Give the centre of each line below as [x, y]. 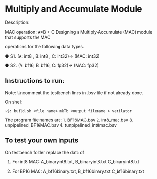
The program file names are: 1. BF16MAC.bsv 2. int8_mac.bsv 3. [69, 120]
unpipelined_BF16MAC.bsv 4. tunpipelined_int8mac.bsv [61, 125]
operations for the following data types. [45, 46]
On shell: [14, 102]
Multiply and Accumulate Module [74, 9]
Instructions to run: [35, 81]
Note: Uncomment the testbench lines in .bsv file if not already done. [74, 92]
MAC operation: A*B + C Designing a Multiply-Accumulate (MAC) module [79, 32]
